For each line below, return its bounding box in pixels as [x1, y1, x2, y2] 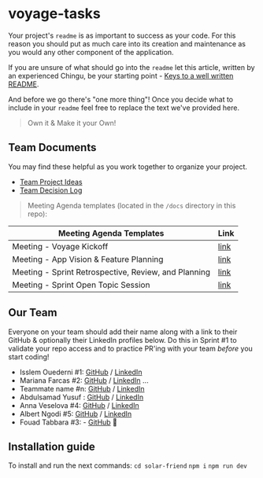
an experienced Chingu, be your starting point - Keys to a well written [8, 71, 234, 80]
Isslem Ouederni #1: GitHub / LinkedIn [19, 367, 143, 377]
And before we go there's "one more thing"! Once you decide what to [8, 94, 234, 104]
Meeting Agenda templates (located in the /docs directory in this [27, 200, 236, 210]
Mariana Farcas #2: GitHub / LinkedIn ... [19, 375, 149, 385]
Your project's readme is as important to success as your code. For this [8, 31, 236, 40]
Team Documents [8, 141, 97, 154]
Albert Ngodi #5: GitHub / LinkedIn [19, 409, 132, 418]
